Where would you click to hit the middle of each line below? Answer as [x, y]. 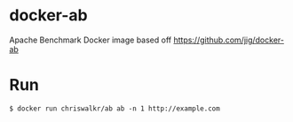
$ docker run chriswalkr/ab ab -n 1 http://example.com [115, 108]
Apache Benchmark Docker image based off [90, 40]
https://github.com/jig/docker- [228, 40]
